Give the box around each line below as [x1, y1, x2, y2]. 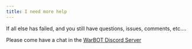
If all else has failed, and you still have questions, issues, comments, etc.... [6, 25, 187, 32]
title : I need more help [6, 8, 67, 15]
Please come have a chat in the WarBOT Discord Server [6, 36, 141, 43]
